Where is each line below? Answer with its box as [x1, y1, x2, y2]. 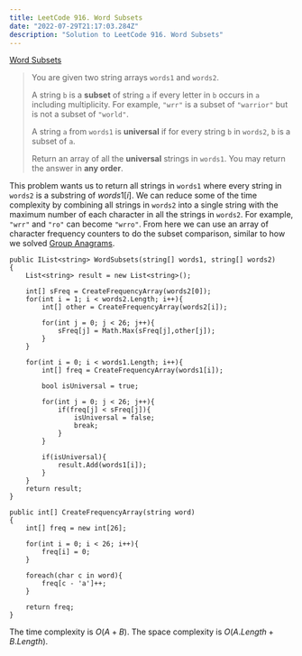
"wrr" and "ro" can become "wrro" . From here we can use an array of [9, 218, 269, 230]
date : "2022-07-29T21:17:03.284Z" [9, 22, 140, 31]
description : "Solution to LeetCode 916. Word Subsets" [9, 30, 224, 39]
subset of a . [31, 136, 76, 147]
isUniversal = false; [73, 413, 155, 422]
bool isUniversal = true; [41, 382, 140, 391]
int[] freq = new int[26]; [25, 524, 127, 533]
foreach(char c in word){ [25, 571, 124, 580]
